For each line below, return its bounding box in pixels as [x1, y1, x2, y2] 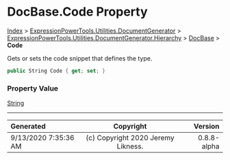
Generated [10, 122, 46, 131]
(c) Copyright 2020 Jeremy [85, 133, 175, 143]
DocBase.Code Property [7, 4, 149, 20]
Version [193, 122, 220, 131]
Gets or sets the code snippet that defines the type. [7, 54, 153, 62]
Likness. [116, 142, 144, 151]
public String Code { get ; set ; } [7, 67, 106, 74]
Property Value [7, 83, 59, 93]
